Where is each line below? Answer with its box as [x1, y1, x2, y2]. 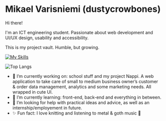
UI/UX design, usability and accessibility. [5, 35, 89, 41]
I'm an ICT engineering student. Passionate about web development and [5, 29, 153, 35]
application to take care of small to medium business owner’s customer [12, 78, 158, 84]
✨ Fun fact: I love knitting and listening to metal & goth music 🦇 [12, 110, 141, 116]
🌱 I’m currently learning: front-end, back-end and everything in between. [12, 94, 162, 100]
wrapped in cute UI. [12, 89, 53, 95]
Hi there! [5, 20, 23, 26]
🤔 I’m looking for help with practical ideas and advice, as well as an [12, 99, 150, 105]
